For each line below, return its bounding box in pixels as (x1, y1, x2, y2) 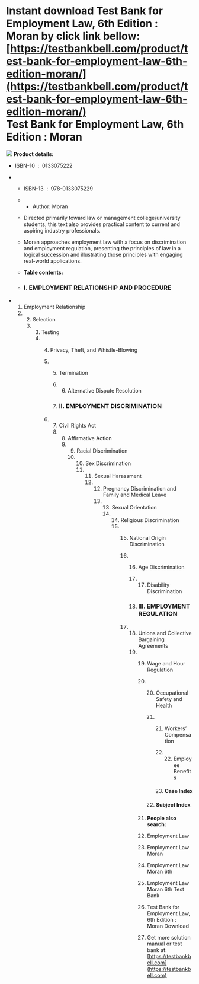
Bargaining (138, 636, 165, 643)
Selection (32, 316, 56, 323)
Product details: (13, 150, 54, 158)
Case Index (165, 788, 193, 795)
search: (147, 820, 167, 828)
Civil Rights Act (59, 422, 97, 429)
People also (147, 814, 176, 821)
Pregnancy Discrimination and (102, 485, 176, 492)
